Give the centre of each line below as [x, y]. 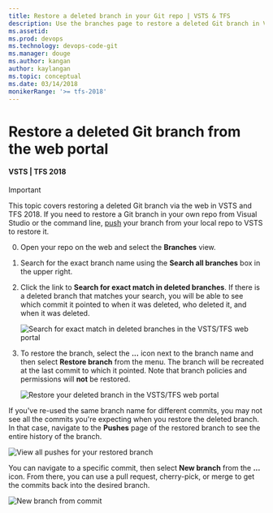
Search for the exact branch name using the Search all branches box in [140, 263]
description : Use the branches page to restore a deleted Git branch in [134, 24]
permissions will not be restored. [75, 379]
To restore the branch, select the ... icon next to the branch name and [137, 353]
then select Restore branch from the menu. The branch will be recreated [142, 361]
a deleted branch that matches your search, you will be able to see [132, 295]
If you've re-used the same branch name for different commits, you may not [135, 410]
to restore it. [29, 231]
